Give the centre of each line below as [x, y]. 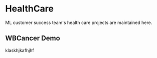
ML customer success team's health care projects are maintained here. [79, 22]
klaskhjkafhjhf [20, 50]
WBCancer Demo [33, 38]
